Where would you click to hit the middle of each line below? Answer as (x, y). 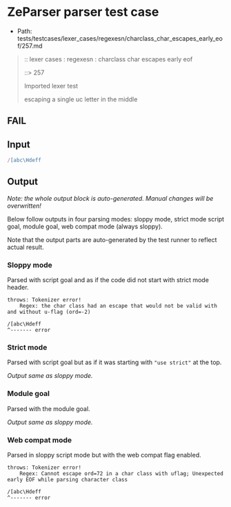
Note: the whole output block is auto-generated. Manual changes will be (110, 198)
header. (18, 288)
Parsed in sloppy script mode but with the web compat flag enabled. (104, 455)
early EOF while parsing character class (68, 480)
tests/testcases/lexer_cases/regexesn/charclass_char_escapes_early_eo (120, 38)
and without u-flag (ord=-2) (49, 312)
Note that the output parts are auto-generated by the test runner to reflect (112, 239)
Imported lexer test (51, 86)
